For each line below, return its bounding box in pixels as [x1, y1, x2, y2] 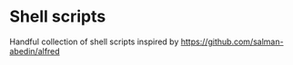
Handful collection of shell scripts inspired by [9, 36, 179, 47]
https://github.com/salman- [180, 36, 284, 47]
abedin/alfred [9, 45, 61, 56]
